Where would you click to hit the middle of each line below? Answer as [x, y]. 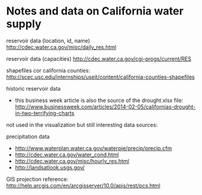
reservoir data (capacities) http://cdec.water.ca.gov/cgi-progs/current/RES [99, 59]
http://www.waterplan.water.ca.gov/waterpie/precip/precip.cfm [93, 148]
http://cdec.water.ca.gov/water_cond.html [67, 155]
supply [24, 24]
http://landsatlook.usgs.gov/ [50, 167]
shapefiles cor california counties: [48, 70]
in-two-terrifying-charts [44, 113]
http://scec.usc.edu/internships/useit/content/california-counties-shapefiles [101, 77]
